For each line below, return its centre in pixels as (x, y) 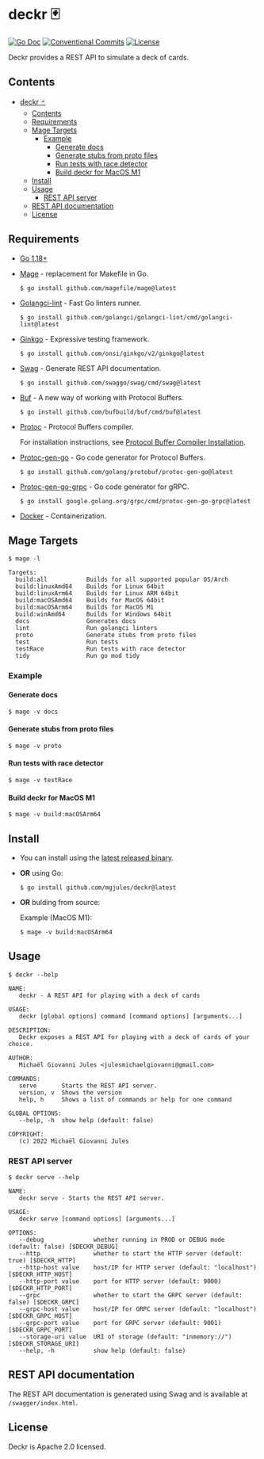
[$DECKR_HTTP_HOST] (40, 1275)
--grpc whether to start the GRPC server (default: (131, 1296)
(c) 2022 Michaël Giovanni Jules (74, 1141)
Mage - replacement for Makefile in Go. (84, 273)
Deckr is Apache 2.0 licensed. (57, 1446)
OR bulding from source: (60, 902)
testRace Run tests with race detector (101, 649)
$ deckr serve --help (44, 1178)
